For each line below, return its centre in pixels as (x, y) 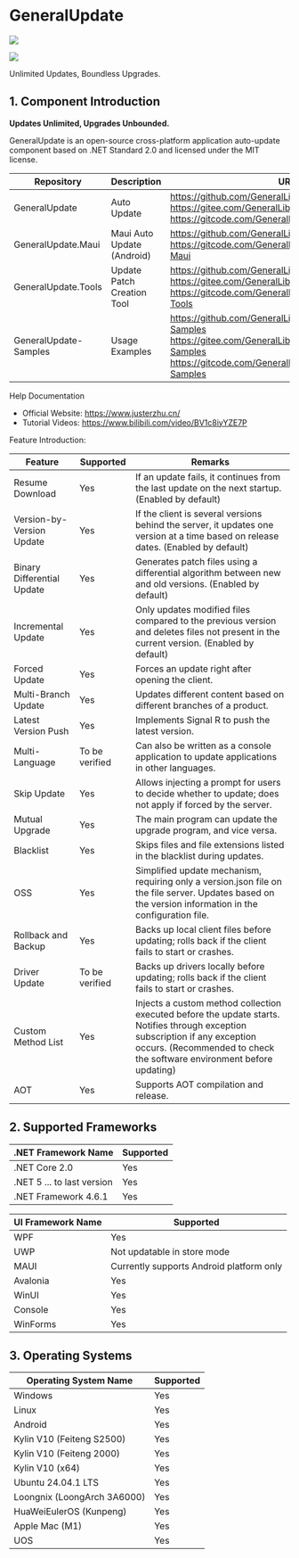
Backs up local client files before (203, 929)
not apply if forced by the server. (204, 804)
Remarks (210, 462)
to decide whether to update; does (207, 793)
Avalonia (32, 1281)
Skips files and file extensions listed (210, 845)
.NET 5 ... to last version (63, 1182)
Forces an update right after (193, 668)
